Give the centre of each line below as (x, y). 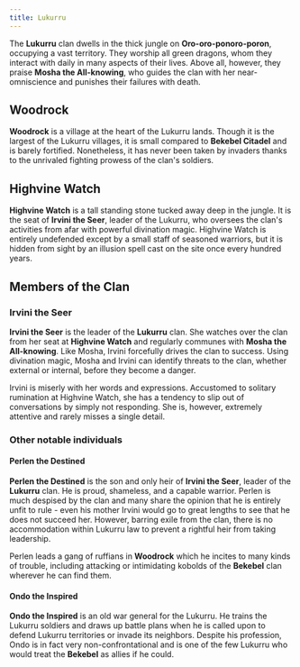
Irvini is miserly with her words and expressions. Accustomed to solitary (143, 388)
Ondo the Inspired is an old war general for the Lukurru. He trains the (138, 616)
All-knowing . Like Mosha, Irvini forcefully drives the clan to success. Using (149, 351)
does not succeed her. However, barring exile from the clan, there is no (141, 520)
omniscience (33, 81)
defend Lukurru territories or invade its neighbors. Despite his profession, (145, 635)
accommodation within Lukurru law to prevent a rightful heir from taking (143, 529)
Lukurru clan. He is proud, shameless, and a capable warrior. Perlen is (140, 491)
